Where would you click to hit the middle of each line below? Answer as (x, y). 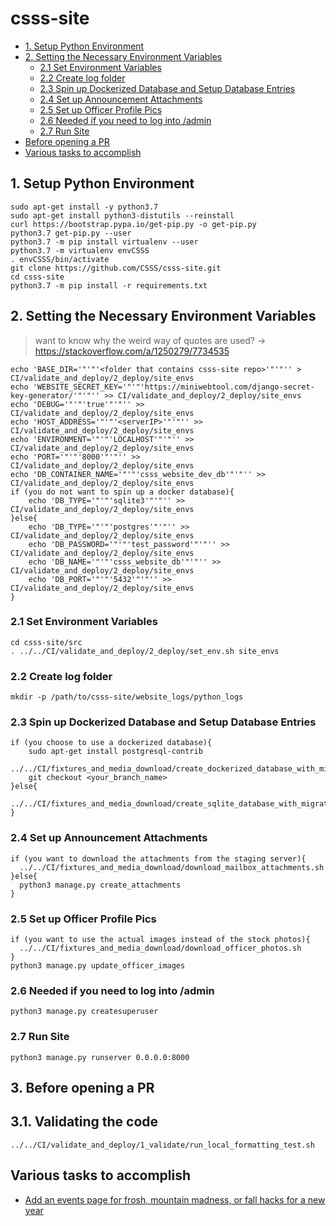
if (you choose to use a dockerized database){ (111, 743)
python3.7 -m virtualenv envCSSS (80, 250)
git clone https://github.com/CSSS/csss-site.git (116, 268)
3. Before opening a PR (82, 1088)
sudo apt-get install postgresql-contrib (115, 752)
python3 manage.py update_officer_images (98, 966)
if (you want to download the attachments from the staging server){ (158, 858)
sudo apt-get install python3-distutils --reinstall (122, 215)
